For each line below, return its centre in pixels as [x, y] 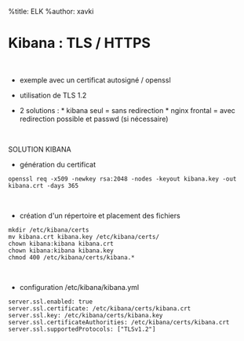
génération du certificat [58, 164]
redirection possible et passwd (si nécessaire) [94, 119]
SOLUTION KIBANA [40, 149]
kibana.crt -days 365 [44, 185]
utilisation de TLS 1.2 [53, 95]
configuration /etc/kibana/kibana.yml [79, 287]
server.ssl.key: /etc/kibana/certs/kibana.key [86, 315]
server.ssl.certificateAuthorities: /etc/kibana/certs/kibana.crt [119, 322]
